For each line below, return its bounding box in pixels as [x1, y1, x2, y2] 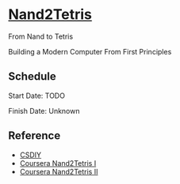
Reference [8, 129, 61, 143]
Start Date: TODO [8, 91, 66, 100]
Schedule [8, 69, 57, 84]
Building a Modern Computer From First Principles [8, 47, 172, 56]
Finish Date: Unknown [8, 106, 80, 115]
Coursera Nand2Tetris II [19, 167, 98, 176]
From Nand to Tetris [8, 32, 74, 41]
